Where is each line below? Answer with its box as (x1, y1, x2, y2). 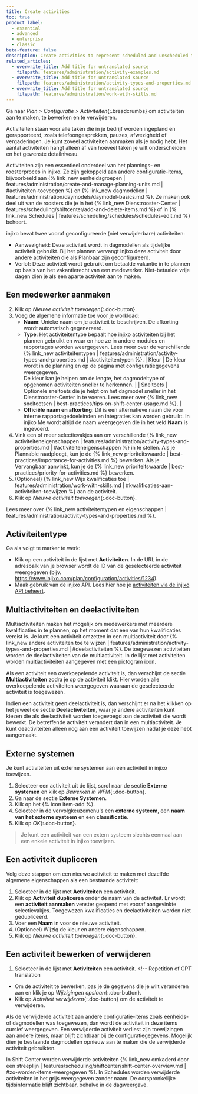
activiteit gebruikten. (6, 1044, 56, 1051)
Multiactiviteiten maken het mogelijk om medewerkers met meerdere (6, 621, 173, 628)
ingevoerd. (23, 425, 50, 432)
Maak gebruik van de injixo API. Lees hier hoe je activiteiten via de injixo (14, 581, 190, 589)
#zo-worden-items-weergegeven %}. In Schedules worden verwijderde (6, 1069, 180, 1076)
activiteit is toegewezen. (6, 689, 65, 696)
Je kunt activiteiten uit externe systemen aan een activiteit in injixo (6, 764, 167, 771)
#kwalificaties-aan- (126, 482, 173, 489)
